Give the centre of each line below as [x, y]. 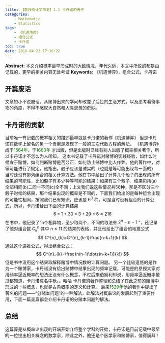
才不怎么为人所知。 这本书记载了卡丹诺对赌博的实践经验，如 [83, 156]
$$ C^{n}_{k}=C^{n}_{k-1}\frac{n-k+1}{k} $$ [82, 237]
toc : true [15, 46]
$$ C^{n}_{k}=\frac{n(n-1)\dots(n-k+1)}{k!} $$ [82, 254]
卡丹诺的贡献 [25, 125]
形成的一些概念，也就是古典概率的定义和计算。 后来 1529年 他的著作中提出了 [82, 287]
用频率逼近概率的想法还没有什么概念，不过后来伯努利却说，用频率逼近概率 [80, 274]
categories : [17, 14]
